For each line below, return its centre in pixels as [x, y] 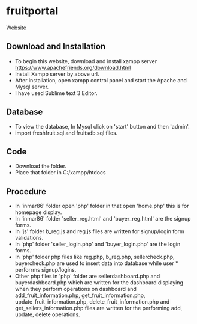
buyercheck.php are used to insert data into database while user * [96, 263]
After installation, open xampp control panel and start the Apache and [101, 80]
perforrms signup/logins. [46, 270]
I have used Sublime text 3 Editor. [56, 93]
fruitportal [32, 11]
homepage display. [38, 212]
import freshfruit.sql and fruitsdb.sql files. [66, 133]
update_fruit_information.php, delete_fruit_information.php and [92, 302]
